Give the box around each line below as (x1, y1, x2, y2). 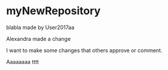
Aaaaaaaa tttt (6, 58, 39, 65)
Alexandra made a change (6, 35, 71, 42)
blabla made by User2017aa (6, 24, 75, 31)
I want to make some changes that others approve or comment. (6, 46, 163, 54)
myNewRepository (6, 4, 101, 18)
